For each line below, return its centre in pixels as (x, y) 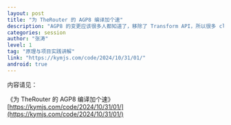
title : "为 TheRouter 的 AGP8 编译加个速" (65, 20)
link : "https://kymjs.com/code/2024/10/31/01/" (77, 58)
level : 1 (20, 45)
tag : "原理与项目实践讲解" (41, 52)
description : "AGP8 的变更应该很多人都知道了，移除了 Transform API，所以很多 (112, 26)
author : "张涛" (28, 39)
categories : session (37, 32)
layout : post (26, 13)
